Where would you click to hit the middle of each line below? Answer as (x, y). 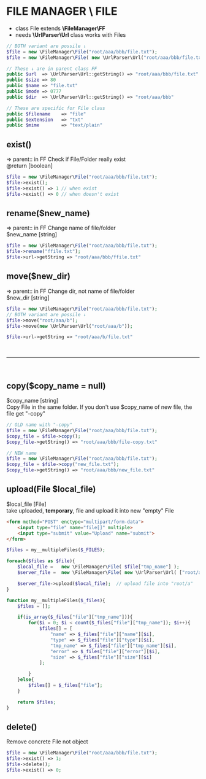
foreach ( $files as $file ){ (41, 561)
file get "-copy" (26, 414)
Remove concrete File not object (47, 742)
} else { (26, 680)
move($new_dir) (38, 277)
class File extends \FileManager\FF (60, 28)
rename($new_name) (48, 213)
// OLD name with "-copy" (39, 425)
